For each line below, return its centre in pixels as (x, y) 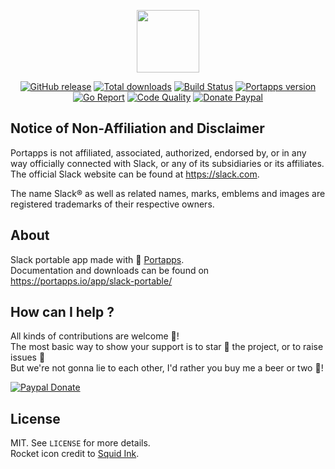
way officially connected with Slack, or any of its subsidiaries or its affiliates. (167, 163)
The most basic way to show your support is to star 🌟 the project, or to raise (167, 347)
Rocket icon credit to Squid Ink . (75, 454)
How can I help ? (62, 312)
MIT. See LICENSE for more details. (80, 443)
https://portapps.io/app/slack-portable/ (91, 281)
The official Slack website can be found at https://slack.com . (135, 174)
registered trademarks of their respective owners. (112, 204)
